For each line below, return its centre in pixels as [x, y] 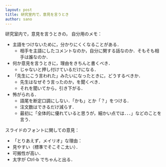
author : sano [19, 19]
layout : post [19, 10]
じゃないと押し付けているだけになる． [59, 69]
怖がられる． [25, 94]
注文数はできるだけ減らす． [48, 107]
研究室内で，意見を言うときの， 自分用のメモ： [54, 34]
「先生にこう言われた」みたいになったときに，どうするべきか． [78, 76]
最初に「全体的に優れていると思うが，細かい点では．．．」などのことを [91, 113]
